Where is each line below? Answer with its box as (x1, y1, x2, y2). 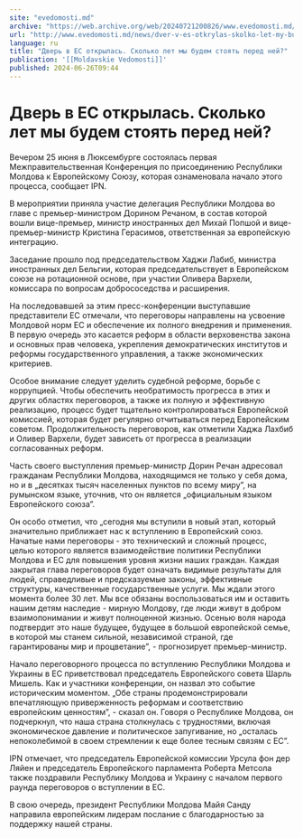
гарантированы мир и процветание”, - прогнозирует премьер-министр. (9, 641, 287, 652)
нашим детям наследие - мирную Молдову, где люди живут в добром (9, 602, 281, 613)
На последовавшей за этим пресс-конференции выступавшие (9, 300, 251, 311)
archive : (9, 22, 42, 31)
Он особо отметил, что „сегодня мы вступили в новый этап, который (9, 516, 277, 527)
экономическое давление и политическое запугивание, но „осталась (9, 725, 278, 737)
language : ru (9, 38, 59, 48)
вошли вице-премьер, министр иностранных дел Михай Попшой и (9, 217, 268, 228)
